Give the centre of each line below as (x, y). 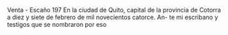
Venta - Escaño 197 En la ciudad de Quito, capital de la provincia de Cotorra (114, 10)
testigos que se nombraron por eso (57, 24)
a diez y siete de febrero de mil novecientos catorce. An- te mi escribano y (113, 17)
